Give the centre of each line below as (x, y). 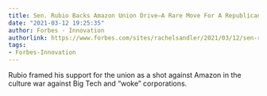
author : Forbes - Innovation (56, 30)
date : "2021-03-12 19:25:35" (56, 23)
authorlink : (28, 38)
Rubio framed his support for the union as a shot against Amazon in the (125, 75)
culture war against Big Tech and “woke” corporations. (98, 83)
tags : (17, 45)
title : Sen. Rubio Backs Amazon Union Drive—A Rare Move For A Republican (135, 15)
